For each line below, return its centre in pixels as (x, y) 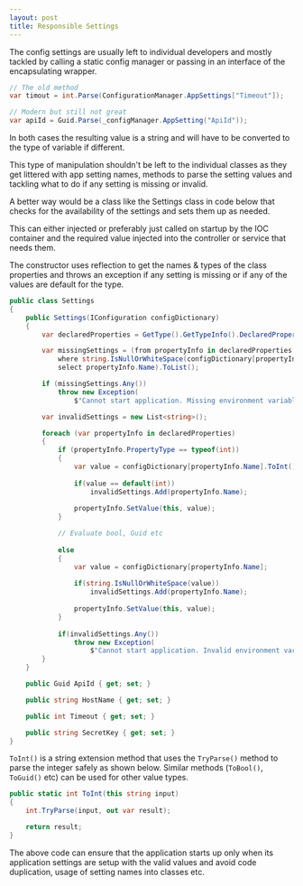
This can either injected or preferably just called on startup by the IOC (139, 228)
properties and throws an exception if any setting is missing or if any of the (148, 275)
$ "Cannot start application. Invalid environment (185, 651)
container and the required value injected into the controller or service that (148, 238)
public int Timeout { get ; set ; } (90, 716)
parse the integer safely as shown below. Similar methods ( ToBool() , (136, 768)
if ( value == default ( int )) (124, 484)
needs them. (32, 248)
